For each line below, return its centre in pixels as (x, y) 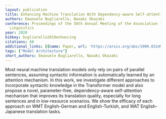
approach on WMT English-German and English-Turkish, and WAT (72, 106)
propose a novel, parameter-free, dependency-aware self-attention (74, 91)
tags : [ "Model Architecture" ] (36, 51)
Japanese (15, 112)
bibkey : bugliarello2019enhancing (41, 38)
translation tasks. (44, 112)
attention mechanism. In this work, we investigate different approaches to (80, 80)
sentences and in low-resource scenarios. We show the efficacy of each (79, 101)
